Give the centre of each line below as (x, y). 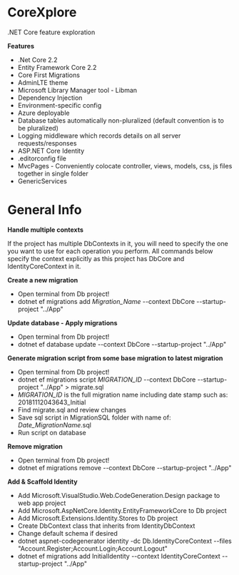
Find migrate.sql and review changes (72, 409)
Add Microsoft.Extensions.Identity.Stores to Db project (98, 518)
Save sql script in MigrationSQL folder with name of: (94, 417)
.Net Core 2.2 (37, 60)
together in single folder (53, 173)
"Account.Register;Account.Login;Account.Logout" (92, 548)
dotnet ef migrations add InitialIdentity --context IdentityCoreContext (119, 556)
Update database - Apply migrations (62, 322)
